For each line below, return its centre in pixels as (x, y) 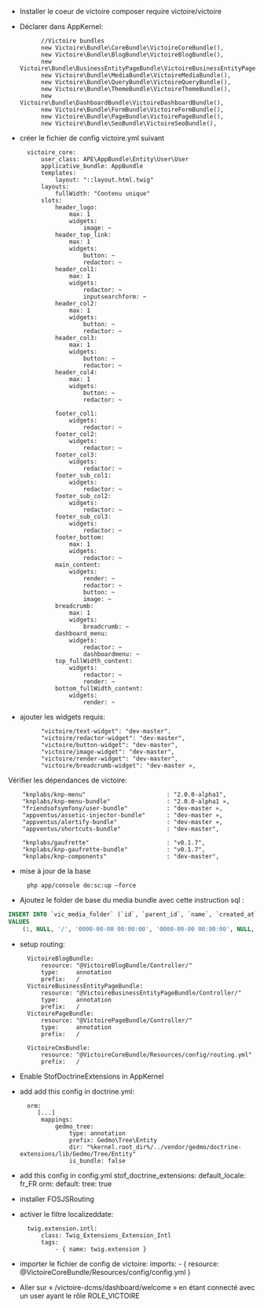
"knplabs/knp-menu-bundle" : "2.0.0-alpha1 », (126, 801)
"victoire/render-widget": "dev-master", (109, 759)
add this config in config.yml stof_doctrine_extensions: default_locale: (132, 1175)
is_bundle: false (97, 1161)
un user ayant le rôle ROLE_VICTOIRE (79, 1295)
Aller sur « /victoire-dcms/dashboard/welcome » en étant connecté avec (137, 1287)
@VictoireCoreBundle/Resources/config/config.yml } (105, 1272)
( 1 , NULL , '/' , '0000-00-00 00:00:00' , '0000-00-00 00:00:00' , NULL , (139, 929)
